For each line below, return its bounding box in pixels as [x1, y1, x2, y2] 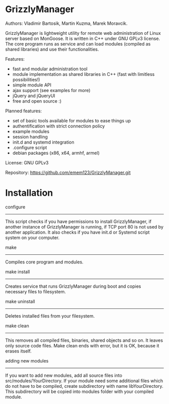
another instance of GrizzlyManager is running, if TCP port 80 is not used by [5, 223, 163, 230]
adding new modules [5, 357, 49, 364]
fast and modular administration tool [12, 66, 88, 72]
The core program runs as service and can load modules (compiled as [5, 40, 151, 47]
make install [5, 268, 30, 275]
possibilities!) [12, 76, 40, 82]
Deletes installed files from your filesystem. [5, 312, 95, 319]
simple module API [12, 82, 52, 88]
